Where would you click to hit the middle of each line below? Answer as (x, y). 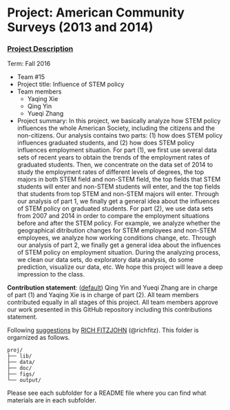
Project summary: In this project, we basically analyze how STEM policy (119, 121)
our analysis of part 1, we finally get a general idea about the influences (118, 202)
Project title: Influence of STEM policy (71, 85)
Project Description (40, 49)
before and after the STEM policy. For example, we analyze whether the (118, 223)
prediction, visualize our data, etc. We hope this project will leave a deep (120, 267)
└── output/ (24, 380)
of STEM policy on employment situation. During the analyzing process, (118, 252)
